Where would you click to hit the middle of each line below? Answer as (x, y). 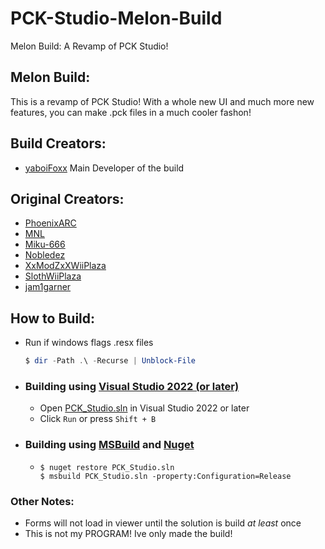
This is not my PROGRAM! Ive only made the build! (128, 533)
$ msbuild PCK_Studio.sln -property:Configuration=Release (165, 476)
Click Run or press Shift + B (98, 419)
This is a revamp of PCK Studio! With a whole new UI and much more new (162, 101)
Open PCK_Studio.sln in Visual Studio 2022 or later (144, 408)
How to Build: (53, 318)
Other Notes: (42, 501)
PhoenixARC (50, 223)
